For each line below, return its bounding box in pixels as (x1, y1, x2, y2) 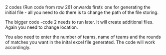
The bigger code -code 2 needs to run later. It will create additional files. (5, 19, 154, 25)
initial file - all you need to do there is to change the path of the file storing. (5, 9, 159, 15)
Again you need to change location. (5, 24, 78, 30)
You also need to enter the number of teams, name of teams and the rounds (5, 34, 161, 40)
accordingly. (5, 45, 31, 50)
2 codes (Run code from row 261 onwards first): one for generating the (5, 4, 151, 10)
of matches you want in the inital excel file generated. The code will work (5, 39, 156, 45)
